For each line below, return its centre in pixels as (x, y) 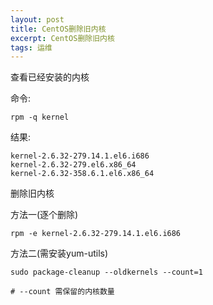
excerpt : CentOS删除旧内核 (62, 38)
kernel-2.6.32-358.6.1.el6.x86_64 (82, 174)
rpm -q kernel (40, 117)
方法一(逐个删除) (44, 215)
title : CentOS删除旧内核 (58, 29)
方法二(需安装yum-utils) (59, 253)
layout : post (37, 19)
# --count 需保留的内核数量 (62, 292)
